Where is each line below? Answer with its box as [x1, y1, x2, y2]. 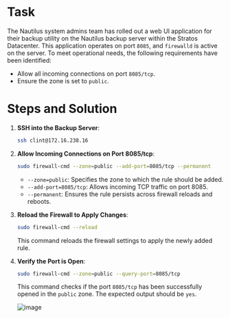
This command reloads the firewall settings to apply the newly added [16, 236, 213, 244]
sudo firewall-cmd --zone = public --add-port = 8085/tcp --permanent [16, 162, 211, 169]
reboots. [27, 197, 51, 205]
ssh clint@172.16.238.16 [16, 137, 89, 144]
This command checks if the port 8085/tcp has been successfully [16, 283, 203, 291]
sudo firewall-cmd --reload [16, 224, 97, 231]
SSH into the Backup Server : [16, 123, 100, 131]
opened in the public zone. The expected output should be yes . [16, 290, 197, 298]
